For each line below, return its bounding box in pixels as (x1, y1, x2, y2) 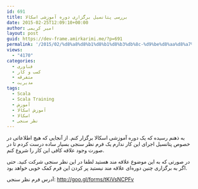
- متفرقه (12, 74, 33, 80)
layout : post (6, 31, 39, 37)
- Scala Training (12, 96, 55, 102)
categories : (6, 58, 36, 64)
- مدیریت (12, 80, 33, 86)
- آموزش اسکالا (12, 107, 46, 113)
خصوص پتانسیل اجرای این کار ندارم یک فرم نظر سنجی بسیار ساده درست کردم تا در (6, 141, 190, 148)
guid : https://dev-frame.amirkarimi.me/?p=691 (6, 36, 123, 42)
